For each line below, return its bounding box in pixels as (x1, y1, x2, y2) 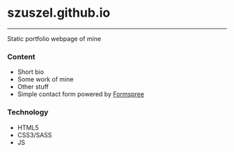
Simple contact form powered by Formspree (17, 90, 145, 98)
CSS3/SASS (17, 130, 52, 139)
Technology (7, 107, 49, 117)
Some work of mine (17, 75, 74, 84)
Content (7, 52, 36, 61)
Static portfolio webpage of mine (7, 34, 102, 43)
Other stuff (17, 82, 49, 91)
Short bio (17, 68, 44, 76)
